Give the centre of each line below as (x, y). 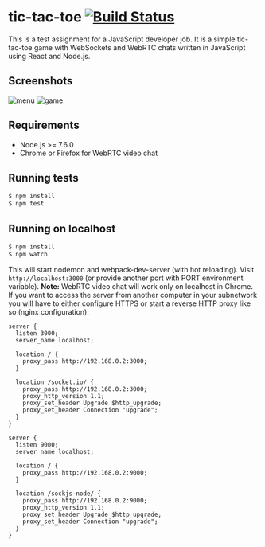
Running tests (44, 178)
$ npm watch (28, 254)
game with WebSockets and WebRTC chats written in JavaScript (140, 47)
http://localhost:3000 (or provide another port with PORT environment (126, 278)
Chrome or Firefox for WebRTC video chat (89, 153)
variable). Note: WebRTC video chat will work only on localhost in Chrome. (131, 286)
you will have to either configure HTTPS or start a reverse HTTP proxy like (130, 303)
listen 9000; (37, 445)
